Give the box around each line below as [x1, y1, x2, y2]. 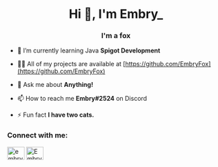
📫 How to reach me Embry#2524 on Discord [17, 95, 147, 103]
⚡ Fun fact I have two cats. [17, 110, 95, 119]
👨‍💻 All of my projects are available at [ [17, 60, 126, 68]
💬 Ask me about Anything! [17, 81, 94, 89]
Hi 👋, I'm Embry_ [68, 6, 163, 22]
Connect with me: [7, 130, 68, 140]
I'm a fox [101, 31, 131, 41]
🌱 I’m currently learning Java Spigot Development [17, 46, 161, 55]
